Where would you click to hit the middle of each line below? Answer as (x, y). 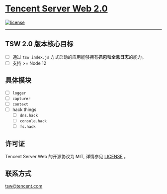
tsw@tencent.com (24, 186)
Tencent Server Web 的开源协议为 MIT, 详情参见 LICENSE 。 (67, 156)
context (20, 104)
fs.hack (28, 127)
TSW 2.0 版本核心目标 (39, 44)
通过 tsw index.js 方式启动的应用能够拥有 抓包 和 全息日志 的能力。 (79, 57)
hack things (24, 109)
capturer (21, 98)
